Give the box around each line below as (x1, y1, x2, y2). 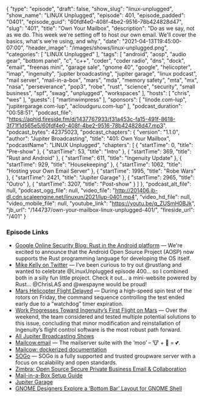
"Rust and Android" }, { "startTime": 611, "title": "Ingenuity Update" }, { (6, 154, 182, 161)
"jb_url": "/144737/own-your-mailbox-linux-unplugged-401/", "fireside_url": (6, 206, 195, 213)
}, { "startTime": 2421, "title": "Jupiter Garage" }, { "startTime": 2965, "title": (6, 174, 195, 181)
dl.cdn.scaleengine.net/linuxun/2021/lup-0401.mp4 (6, 194, 135, 200)
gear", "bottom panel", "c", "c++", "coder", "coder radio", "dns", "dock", (6, 57, 186, 64)
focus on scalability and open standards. (15, 359, 118, 366)
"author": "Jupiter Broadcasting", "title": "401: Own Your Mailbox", (6, 135, 171, 142)
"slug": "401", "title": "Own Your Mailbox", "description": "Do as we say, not (6, 24, 195, 32)
